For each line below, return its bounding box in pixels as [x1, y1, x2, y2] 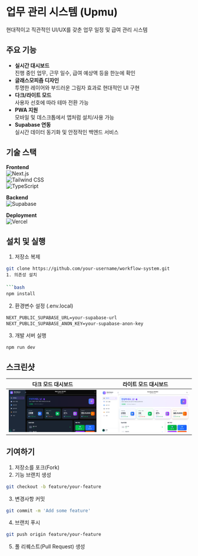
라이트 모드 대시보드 [123, 380, 169, 387]
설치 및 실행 [6, 236, 46, 246]
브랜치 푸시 [14, 519, 41, 526]
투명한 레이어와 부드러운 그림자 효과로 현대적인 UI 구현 [14, 84, 140, 91]
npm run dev [6, 344, 35, 350]
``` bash [6, 285, 25, 290]
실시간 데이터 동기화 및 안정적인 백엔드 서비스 [14, 128, 119, 135]
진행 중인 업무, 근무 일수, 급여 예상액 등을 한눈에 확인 [14, 69, 136, 76]
